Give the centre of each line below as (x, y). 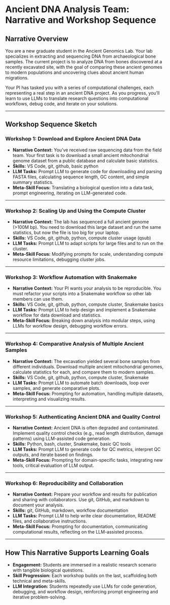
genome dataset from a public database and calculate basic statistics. (86, 160)
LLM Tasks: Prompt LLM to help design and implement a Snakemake (84, 310)
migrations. (17, 78)
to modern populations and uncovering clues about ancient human (75, 72)
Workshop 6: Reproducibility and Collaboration (64, 483)
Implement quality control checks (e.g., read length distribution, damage (88, 433)
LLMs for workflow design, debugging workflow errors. (70, 326)
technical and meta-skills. (39, 581)
